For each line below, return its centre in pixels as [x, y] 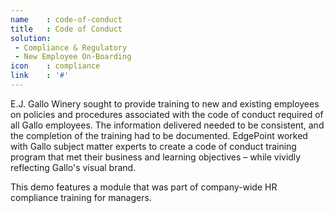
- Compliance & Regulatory [71, 47]
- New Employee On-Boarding [73, 57]
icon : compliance [55, 66]
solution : [31, 38]
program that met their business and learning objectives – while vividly [156, 157]
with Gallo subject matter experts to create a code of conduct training [153, 146]
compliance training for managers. [81, 197]
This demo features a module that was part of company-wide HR [144, 187]
